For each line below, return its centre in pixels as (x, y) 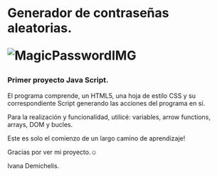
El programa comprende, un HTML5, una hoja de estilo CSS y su (102, 95)
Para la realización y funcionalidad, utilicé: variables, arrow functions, (109, 117)
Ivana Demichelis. (33, 165)
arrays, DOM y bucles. (40, 124)
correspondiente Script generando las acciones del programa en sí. (106, 103)
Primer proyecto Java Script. (58, 80)
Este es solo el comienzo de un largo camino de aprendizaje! (96, 138)
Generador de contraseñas (88, 13)
